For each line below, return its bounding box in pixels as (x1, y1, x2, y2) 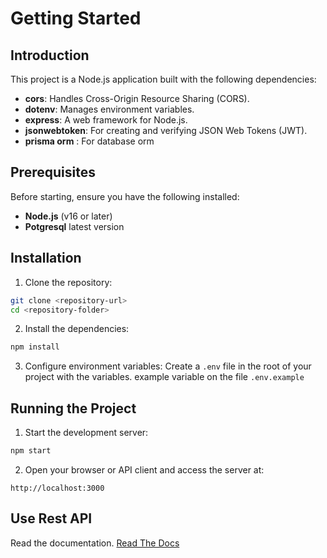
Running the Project (10, 400, 137, 417)
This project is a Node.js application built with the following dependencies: (10, 73, 317, 85)
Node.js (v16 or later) (24, 210, 113, 222)
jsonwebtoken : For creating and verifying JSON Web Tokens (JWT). (24, 125, 308, 136)
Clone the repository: (24, 276, 113, 288)
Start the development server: (24, 427, 149, 439)
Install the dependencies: (24, 323, 130, 335)
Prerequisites (10, 164, 96, 181)
